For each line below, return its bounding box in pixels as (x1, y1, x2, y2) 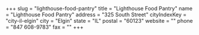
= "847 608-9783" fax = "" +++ (5, 23, 84, 30)
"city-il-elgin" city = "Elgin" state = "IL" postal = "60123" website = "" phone (5, 17, 193, 24)
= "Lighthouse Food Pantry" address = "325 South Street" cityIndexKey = (5, 11, 186, 18)
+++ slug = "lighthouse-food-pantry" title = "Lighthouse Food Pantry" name (5, 5, 193, 12)
